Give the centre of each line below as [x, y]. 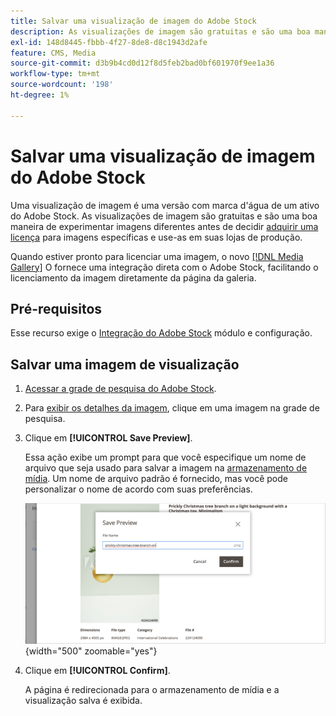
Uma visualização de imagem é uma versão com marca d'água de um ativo [165, 205]
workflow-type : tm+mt [55, 74]
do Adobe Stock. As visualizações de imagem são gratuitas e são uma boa [164, 216]
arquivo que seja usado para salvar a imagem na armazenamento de [166, 468]
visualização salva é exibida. [83, 700]
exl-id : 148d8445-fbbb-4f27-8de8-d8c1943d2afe [109, 42]
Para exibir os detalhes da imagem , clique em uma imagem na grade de [172, 408]
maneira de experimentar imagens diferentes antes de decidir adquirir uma [164, 226]
